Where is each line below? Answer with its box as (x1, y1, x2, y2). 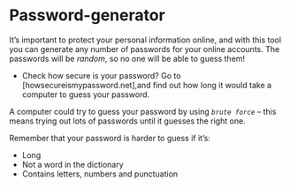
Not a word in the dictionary (21, 159, 124, 169)
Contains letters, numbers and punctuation (21, 169, 179, 179)
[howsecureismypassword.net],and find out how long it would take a (21, 79, 272, 90)
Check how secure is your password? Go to (21, 70, 181, 80)
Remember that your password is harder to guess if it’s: (9, 132, 210, 143)
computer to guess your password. (21, 89, 150, 100)
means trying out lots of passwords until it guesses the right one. (9, 116, 246, 126)
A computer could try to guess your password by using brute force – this (9, 106, 277, 117)
